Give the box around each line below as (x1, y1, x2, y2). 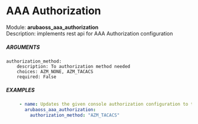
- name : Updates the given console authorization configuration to (19, 101, 189, 107)
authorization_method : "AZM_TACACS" (29, 112, 120, 118)
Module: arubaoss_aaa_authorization (6, 24, 99, 31)
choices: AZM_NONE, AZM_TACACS (16, 68, 94, 74)
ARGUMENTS (6, 43, 40, 51)
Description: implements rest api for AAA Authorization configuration (6, 30, 173, 37)
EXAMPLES (6, 86, 35, 93)
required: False (16, 74, 57, 80)
